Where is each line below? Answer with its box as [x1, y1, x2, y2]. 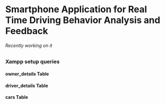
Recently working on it [5, 42, 53, 48]
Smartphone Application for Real [5, 4, 147, 15]
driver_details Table [5, 83, 49, 89]
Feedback [5, 25, 49, 37]
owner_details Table [5, 70, 50, 77]
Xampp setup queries [5, 58, 60, 65]
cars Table [5, 94, 28, 100]
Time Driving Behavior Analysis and [5, 14, 160, 26]
